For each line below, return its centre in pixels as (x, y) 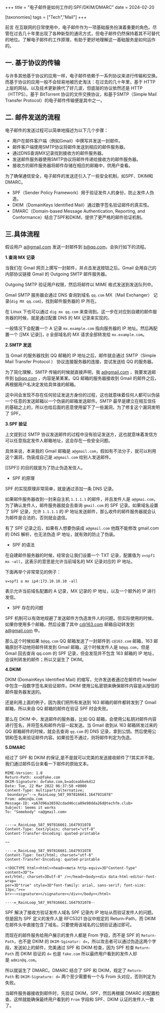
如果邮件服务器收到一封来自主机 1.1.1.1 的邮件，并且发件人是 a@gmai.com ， (82, 499)
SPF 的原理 (23, 478)
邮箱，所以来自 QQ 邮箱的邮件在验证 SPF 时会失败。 (58, 709)
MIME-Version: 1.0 (24, 773)
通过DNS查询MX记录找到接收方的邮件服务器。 (59, 153)
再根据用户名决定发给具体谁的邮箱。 (42, 384)
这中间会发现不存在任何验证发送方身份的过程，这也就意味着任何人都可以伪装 (82, 395)
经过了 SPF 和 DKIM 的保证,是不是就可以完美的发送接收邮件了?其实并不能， (81, 758)
